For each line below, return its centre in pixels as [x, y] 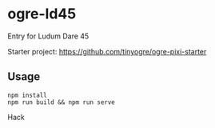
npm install [27, 95]
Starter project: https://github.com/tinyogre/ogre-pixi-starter [107, 51]
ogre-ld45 [42, 14]
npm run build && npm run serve [61, 102]
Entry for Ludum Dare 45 [48, 36]
